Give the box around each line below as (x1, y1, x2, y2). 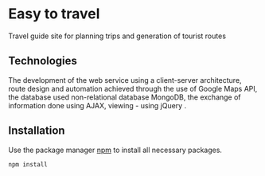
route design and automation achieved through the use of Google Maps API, (8, 84, 258, 93)
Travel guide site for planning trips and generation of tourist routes (8, 31, 227, 41)
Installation (8, 124, 65, 138)
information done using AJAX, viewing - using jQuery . (8, 100, 187, 110)
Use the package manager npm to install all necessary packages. (8, 145, 223, 154)
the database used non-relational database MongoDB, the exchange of (8, 92, 241, 102)
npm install (8, 160, 48, 168)
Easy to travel (8, 5, 100, 23)
